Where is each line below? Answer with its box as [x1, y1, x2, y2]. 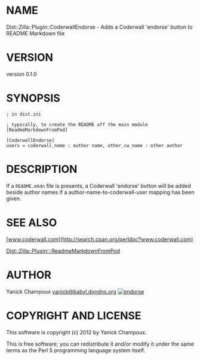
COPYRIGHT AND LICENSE [6, 309, 141, 322]
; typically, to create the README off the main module [6, 121, 148, 127]
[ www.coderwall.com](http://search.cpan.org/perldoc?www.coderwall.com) [6, 236, 193, 243]
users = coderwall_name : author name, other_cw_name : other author [6, 142, 183, 148]
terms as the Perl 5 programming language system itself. [6, 346, 145, 353]
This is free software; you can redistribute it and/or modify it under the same [6, 340, 194, 347]
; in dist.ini [6, 111, 42, 117]
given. [6, 195, 22, 202]
